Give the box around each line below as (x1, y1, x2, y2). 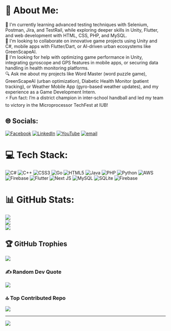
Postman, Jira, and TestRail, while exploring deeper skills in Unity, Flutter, (5, 27, 159, 33)
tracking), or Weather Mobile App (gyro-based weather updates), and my (5, 83, 159, 89)
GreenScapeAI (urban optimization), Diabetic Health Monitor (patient (5, 78, 149, 84)
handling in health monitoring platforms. (5, 65, 89, 71)
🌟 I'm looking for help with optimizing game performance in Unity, (5, 54, 144, 60)
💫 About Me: (5, 5, 59, 16)
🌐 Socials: (5, 117, 39, 126)
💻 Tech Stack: (5, 149, 68, 160)
